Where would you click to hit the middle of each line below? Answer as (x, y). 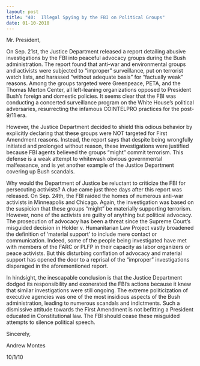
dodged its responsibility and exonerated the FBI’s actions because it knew (99, 284)
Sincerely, (19, 334)
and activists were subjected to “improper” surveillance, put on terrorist (95, 71)
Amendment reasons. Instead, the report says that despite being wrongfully (100, 140)
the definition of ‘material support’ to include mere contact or (82, 234)
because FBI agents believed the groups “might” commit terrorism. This (95, 152)
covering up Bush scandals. (41, 172)
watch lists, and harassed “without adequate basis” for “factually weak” (95, 77)
